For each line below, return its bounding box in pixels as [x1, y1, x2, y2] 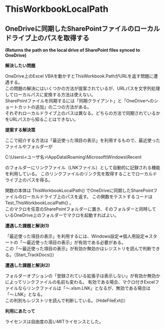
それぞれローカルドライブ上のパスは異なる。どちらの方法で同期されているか [5, 110, 161, 116]
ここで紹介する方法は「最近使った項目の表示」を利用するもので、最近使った [5, 138, 161, 143]
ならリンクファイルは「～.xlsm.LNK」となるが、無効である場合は [18, 285, 151, 291]
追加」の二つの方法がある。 [35, 104, 92, 110]
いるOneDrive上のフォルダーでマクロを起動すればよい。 [5, 212, 119, 218]
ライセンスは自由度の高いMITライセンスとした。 [5, 319, 103, 325]
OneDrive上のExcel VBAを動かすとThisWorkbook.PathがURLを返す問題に [5, 73, 154, 79]
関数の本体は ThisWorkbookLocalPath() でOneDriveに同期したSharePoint [5, 188, 154, 193]
